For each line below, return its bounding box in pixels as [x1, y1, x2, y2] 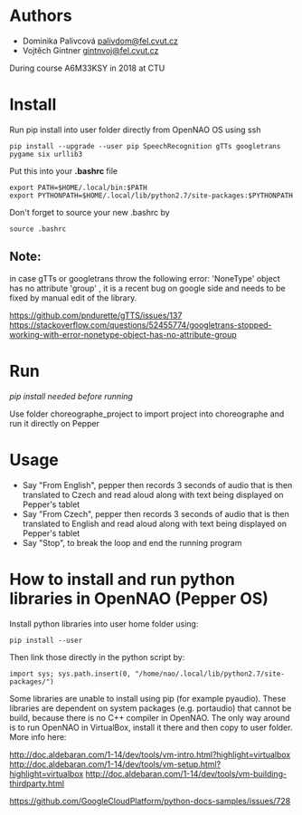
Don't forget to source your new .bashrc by [9, 206, 170, 217]
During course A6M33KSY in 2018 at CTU [9, 62, 165, 73]
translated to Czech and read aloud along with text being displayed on [22, 489, 284, 500]
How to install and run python [9, 569, 235, 590]
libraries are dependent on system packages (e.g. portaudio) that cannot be [9, 703, 292, 714]
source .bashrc [9, 224, 67, 234]
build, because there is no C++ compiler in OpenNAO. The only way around [9, 712, 291, 723]
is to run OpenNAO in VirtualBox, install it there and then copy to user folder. [9, 722, 293, 733]
